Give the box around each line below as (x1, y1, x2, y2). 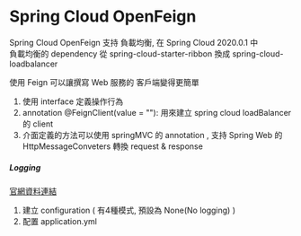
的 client (22, 118, 54, 129)
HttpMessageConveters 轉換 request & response (22, 141, 204, 152)
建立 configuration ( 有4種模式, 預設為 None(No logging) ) (22, 205, 236, 215)
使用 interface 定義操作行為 (22, 96, 124, 107)
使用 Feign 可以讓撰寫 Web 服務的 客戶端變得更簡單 (9, 76, 199, 87)
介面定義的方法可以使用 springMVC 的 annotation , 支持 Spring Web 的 (22, 129, 283, 140)
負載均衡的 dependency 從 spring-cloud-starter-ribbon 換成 (9, 48, 231, 59)
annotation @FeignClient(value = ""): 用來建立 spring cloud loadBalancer (22, 107, 292, 118)
